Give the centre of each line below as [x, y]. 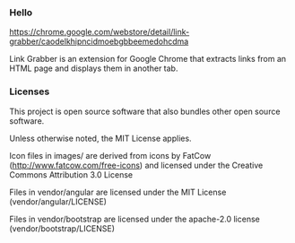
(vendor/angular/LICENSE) [58, 201]
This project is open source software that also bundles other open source [145, 111]
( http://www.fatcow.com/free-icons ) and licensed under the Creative [136, 165]
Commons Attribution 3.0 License [71, 174]
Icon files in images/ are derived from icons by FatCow [110, 155]
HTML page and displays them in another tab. [94, 68]
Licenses [30, 91]
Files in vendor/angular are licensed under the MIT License [118, 192]
